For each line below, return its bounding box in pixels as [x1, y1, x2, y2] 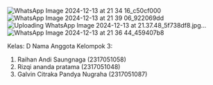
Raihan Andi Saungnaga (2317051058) [17, 55, 127, 64]
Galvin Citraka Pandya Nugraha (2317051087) [17, 70, 148, 78]
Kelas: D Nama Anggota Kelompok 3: [7, 42, 113, 50]
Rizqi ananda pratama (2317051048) [17, 63, 121, 70]
